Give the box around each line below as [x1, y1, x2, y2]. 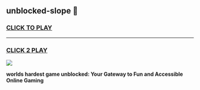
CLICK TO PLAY [6, 24, 52, 32]
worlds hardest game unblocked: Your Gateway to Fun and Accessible [6, 70, 183, 78]
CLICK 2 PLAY [6, 46, 48, 54]
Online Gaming [6, 76, 44, 83]
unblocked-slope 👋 [6, 6, 79, 16]
